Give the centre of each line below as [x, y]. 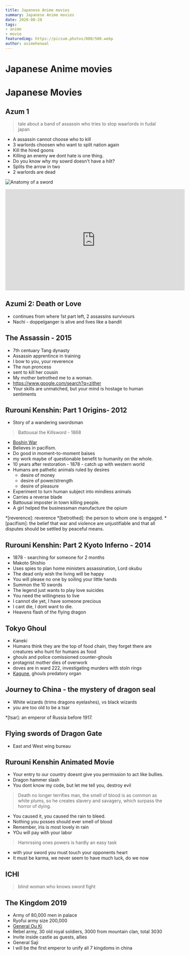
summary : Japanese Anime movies [40, 15]
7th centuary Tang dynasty [41, 350]
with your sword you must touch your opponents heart [70, 853]
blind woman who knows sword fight [57, 887]
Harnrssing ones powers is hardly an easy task [67, 843]
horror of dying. [34, 806]
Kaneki [20, 641]
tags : [11, 24]
